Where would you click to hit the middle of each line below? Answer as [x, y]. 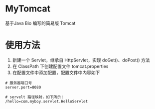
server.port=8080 [23, 87]
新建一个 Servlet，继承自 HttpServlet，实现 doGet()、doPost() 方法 [81, 60]
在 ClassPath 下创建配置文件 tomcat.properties [60, 66]
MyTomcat [28, 9]
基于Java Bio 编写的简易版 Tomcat [40, 23]
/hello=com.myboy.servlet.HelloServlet [47, 101]
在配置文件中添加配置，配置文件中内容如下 [56, 72]
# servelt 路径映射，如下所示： [35, 97]
